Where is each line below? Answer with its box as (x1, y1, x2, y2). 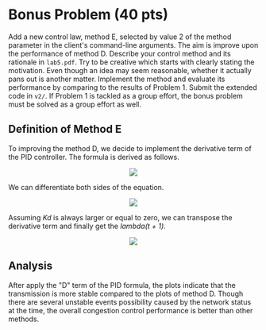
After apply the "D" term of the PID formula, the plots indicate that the (8, 280, 236, 289)
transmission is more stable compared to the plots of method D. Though (8, 289, 244, 298)
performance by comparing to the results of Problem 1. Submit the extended (8, 82, 258, 92)
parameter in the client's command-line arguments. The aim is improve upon (8, 40, 259, 49)
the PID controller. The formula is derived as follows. (8, 152, 180, 161)
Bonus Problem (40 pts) (8, 6, 168, 24)
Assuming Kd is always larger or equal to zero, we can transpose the (8, 212, 233, 222)
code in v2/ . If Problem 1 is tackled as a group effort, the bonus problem (8, 91, 244, 100)
